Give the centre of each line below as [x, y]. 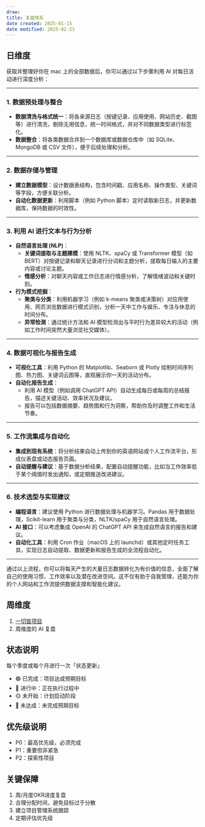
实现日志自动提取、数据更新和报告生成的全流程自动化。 [95, 549]
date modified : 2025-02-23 [41, 29]
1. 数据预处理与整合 [34, 102]
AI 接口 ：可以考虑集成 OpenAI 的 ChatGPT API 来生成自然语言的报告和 [103, 527]
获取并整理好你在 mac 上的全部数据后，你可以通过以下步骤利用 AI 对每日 [98, 72]
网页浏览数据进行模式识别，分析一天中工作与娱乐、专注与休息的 [115, 306]
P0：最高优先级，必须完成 [48, 742]
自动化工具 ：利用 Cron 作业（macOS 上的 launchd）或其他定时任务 [99, 542]
